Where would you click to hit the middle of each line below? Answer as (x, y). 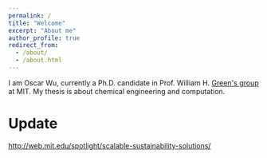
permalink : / (30, 16)
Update (33, 124)
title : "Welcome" (37, 23)
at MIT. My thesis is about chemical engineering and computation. (117, 91)
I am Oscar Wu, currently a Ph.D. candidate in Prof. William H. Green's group (133, 83)
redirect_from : (33, 45)
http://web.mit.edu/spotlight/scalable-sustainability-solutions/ (110, 145)
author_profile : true (44, 38)
